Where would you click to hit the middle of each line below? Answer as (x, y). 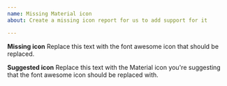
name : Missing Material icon (50, 14)
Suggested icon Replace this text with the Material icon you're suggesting (114, 67)
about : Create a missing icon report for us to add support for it (108, 20)
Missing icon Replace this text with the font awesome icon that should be (113, 46)
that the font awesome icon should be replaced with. (83, 75)
